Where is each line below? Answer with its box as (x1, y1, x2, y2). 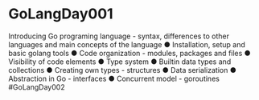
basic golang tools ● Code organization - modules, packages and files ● (8, 48, 251, 58)
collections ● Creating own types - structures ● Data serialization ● (8, 65, 237, 74)
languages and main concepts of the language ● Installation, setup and (8, 39, 245, 49)
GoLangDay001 (8, 5, 114, 23)
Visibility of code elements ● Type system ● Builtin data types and (8, 57, 232, 66)
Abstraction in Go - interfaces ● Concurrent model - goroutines (8, 74, 220, 83)
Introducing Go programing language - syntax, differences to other (8, 31, 229, 41)
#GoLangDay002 (8, 82, 66, 92)
